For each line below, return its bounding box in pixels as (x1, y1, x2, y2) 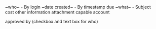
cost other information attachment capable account (5, 9, 110, 15)
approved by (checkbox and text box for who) (5, 19, 98, 24)
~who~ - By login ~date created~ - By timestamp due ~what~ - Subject (5, 4, 151, 10)
